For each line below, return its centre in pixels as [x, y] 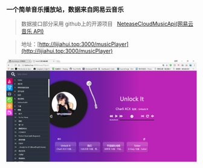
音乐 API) [32, 31]
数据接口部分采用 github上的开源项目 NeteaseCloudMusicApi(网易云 [107, 24]
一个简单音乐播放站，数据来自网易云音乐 [65, 9]
